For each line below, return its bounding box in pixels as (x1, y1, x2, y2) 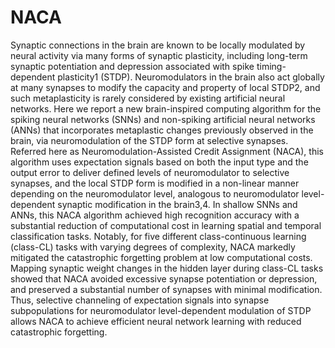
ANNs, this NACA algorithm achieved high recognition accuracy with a (10, 209, 300, 221)
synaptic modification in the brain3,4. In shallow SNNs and (57, 198, 298, 210)
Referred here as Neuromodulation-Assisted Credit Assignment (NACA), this (10, 145, 324, 157)
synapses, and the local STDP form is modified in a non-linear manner (10, 177, 300, 189)
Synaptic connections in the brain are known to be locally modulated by (10, 39, 306, 51)
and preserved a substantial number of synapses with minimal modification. (10, 283, 323, 295)
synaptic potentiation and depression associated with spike (10, 60, 255, 72)
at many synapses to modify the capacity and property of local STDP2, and (10, 81, 321, 93)
